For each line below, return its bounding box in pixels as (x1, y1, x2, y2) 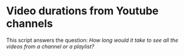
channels (6, 17, 53, 30)
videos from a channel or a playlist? (6, 43, 95, 50)
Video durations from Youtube (6, 4, 159, 18)
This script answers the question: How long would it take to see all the (6, 36, 179, 43)
